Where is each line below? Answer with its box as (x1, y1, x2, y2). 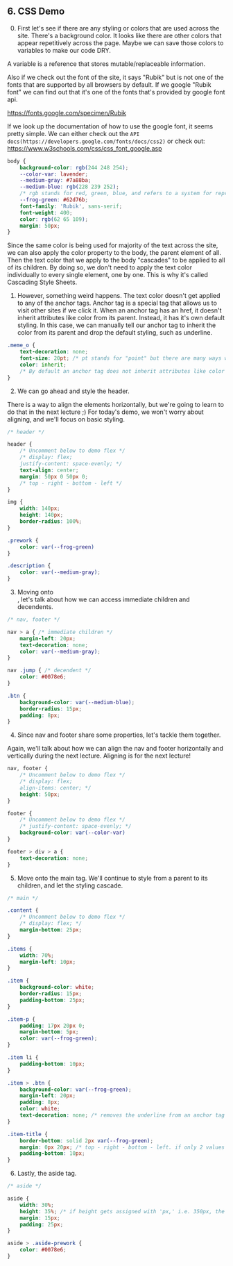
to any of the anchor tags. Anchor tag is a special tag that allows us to (17, 299, 217, 308)
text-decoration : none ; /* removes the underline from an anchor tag (19, 1112, 225, 1119)
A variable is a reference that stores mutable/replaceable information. (7, 59, 206, 68)
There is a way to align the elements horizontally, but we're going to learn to (7, 400, 224, 408)
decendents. (17, 603, 53, 611)
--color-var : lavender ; (19, 170, 89, 178)
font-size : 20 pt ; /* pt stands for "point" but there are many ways (19, 355, 222, 362)
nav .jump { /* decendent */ (7, 667, 92, 674)
